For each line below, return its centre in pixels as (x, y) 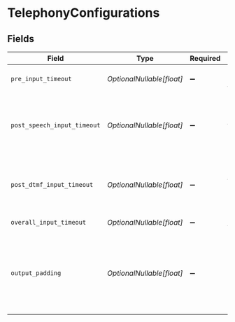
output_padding (36, 273)
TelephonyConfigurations (84, 13)
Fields (21, 39)
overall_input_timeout (48, 222)
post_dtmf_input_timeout (52, 184)
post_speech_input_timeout (56, 125)
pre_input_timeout (41, 79)
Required (205, 58)
